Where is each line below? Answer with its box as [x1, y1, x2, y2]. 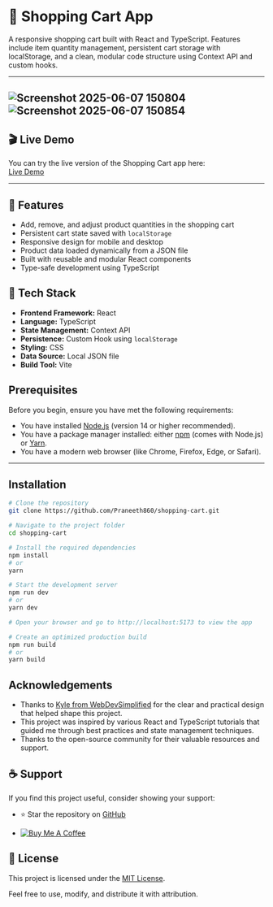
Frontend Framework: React [19, 308, 116, 318]
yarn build [8, 656, 45, 664]
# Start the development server [8, 581, 118, 589]
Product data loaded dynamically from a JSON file [19, 245, 188, 255]
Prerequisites [8, 384, 78, 397]
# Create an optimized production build [8, 633, 148, 641]
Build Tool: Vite [19, 359, 72, 369]
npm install [8, 551, 49, 559]
